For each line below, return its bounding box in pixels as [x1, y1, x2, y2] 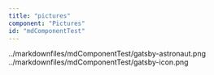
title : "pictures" [8, 11, 71, 20]
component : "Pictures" [8, 19, 85, 27]
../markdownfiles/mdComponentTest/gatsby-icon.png [8, 57, 189, 67]
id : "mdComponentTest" [8, 27, 85, 35]
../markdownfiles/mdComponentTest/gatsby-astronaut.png [8, 49, 206, 59]
